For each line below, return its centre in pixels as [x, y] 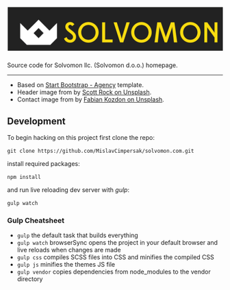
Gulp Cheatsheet [36, 221]
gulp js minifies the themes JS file [66, 265]
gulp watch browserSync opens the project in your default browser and [117, 243]
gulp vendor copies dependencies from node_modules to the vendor [114, 272]
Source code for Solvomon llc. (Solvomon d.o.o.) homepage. [92, 65]
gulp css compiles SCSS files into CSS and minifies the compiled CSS [115, 257]
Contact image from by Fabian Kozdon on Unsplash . [90, 99]
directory [30, 279]
